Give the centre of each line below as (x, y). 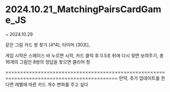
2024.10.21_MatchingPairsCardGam (83, 9)
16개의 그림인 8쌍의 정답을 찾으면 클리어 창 (48, 62)
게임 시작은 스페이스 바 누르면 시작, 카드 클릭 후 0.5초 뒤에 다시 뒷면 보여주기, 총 (84, 55)
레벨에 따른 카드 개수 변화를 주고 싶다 (51, 84)
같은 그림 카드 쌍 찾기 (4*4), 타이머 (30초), (48, 45)
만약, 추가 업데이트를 (139, 78)
